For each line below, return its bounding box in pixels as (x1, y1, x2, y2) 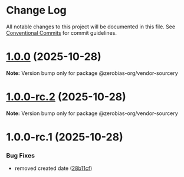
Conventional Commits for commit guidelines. (6, 29, 117, 36)
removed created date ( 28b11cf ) (14, 165, 93, 172)
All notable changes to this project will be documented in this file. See (6, 23, 176, 30)
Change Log (6, 4, 67, 17)
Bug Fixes (6, 151, 35, 159)
